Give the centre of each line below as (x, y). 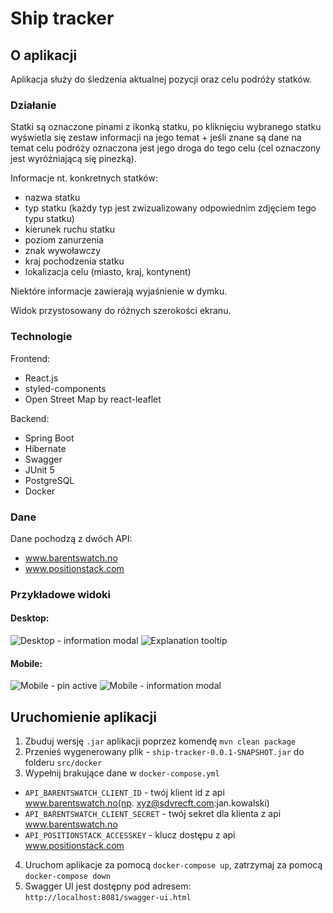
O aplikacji (44, 55)
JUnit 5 (39, 469)
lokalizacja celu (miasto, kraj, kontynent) (108, 272)
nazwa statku (52, 198)
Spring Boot (49, 438)
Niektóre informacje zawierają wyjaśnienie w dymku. (119, 291)
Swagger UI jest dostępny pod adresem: (108, 886)
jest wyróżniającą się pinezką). (73, 159)
